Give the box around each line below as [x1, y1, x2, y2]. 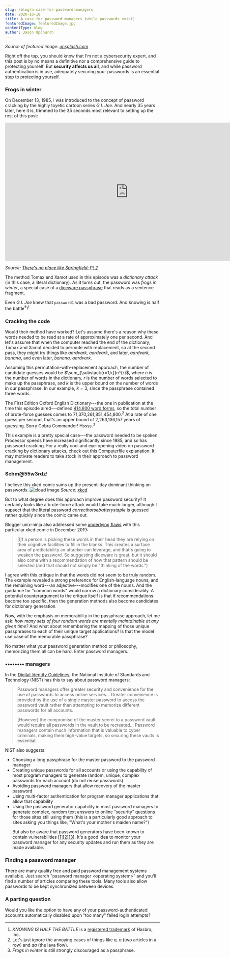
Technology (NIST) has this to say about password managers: [5, 677, 130, 683]
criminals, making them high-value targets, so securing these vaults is [17, 733, 159, 739]
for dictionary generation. [5, 603, 57, 609]
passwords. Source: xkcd [5, 487, 87, 493]
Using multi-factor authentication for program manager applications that [12, 794, 159, 799]
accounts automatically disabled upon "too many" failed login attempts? [5, 912, 151, 918]
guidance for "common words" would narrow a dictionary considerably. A [5, 587, 154, 593]
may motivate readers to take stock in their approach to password [5, 453, 139, 459]
